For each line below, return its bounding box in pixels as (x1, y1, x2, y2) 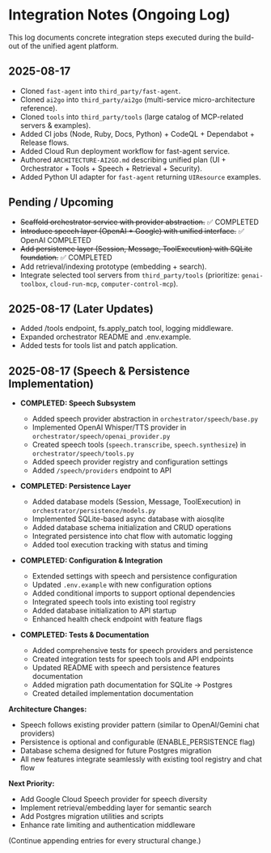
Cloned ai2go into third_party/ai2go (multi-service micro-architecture (19, 95, 256, 104)
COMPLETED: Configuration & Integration (19, 556, 163, 566)
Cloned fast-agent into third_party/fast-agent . (19, 86, 181, 95)
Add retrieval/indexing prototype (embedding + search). (19, 261, 207, 271)
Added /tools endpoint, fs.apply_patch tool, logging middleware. (19, 324, 234, 333)
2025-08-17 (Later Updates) (8, 302, 154, 316)
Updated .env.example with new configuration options (32, 580, 213, 590)
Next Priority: (8, 779, 55, 788)
